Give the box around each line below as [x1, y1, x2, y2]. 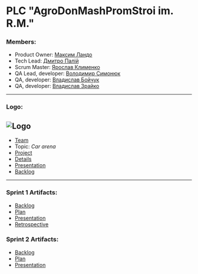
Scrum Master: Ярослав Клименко [14, 64, 100, 71]
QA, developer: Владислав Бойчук [14, 76, 100, 83]
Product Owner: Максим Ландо [14, 51, 93, 58]
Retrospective [14, 220, 49, 228]
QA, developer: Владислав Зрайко [14, 83, 100, 90]
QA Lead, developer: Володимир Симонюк [14, 70, 121, 77]
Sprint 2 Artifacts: [6, 235, 59, 243]
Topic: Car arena [14, 143, 56, 150]
